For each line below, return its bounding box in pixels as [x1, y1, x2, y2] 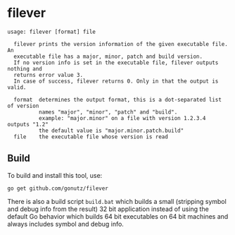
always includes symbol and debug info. [7, 219, 125, 228]
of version [7, 102, 39, 109]
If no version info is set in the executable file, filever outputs [13, 59, 219, 66]
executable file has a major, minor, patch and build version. [13, 53, 203, 60]
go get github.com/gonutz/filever [7, 185, 109, 192]
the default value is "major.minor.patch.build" [38, 127, 184, 134]
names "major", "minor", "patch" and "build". [38, 108, 178, 116]
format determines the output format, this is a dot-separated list [13, 96, 222, 103]
